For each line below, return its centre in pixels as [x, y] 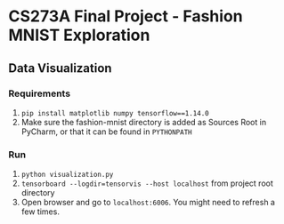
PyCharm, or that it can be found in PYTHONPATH [106, 132]
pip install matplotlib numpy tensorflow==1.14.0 [115, 113]
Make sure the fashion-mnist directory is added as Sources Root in [144, 122]
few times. [40, 212]
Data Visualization [60, 68]
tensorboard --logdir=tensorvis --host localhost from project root [147, 183]
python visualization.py [67, 175]
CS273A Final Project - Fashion [126, 16]
